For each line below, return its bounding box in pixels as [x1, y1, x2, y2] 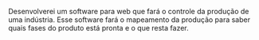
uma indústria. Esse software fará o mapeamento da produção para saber [8, 15, 251, 24]
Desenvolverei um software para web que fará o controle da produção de [8, 7, 249, 16]
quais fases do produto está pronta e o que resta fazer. [8, 24, 189, 32]
